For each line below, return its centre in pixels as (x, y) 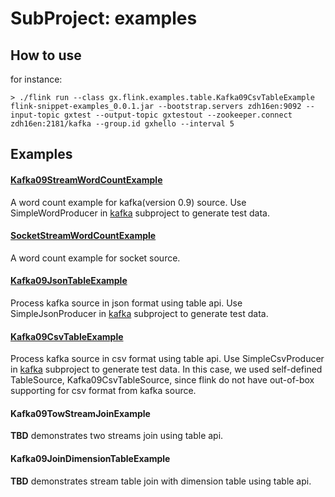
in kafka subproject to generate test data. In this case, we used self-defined (166, 369)
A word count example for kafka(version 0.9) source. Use (128, 202)
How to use (46, 55)
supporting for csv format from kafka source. (103, 391)
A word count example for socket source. (95, 258)
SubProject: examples (104, 18)
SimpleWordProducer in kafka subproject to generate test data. (140, 213)
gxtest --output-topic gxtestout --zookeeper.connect (178, 115)
